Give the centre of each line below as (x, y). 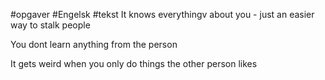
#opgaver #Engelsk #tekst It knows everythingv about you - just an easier (162, 14)
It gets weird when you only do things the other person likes (134, 63)
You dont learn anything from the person (94, 44)
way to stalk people (50, 25)
